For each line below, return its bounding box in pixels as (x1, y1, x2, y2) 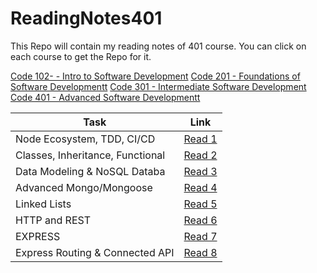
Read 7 (183, 229, 218, 243)
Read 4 (183, 180, 218, 194)
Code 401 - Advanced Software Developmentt (10, 91, 201, 103)
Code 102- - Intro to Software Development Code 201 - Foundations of (10, 70, 301, 82)
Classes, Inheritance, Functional (15, 148, 166, 162)
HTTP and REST (15, 213, 92, 227)
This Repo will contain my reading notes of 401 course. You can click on (10, 40, 307, 52)
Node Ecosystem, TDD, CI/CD (15, 132, 156, 146)
